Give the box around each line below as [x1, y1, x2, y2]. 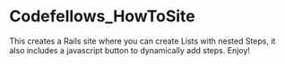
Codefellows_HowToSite [9, 6, 195, 27]
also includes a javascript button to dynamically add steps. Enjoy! [9, 44, 251, 55]
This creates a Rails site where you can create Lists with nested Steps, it [9, 36, 276, 46]
